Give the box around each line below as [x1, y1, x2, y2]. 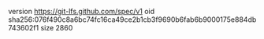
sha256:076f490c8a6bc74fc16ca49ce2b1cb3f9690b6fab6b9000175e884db [8, 15, 257, 24]
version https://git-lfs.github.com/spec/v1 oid [8, 7, 155, 16]
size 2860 [40, 23, 73, 32]
